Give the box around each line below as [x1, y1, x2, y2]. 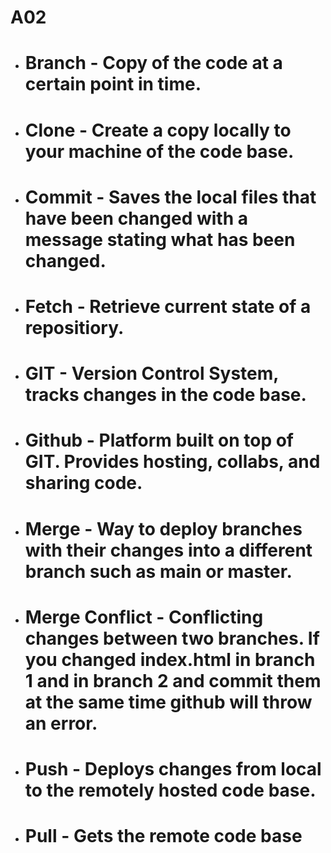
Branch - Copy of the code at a [24, 52, 283, 75]
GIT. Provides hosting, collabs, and [24, 451, 321, 473]
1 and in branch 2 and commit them [24, 669, 322, 692]
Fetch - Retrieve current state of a [24, 295, 312, 318]
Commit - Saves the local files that [24, 186, 317, 208]
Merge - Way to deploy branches [24, 517, 303, 540]
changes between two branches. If [24, 627, 320, 650]
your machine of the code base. [24, 140, 295, 163]
